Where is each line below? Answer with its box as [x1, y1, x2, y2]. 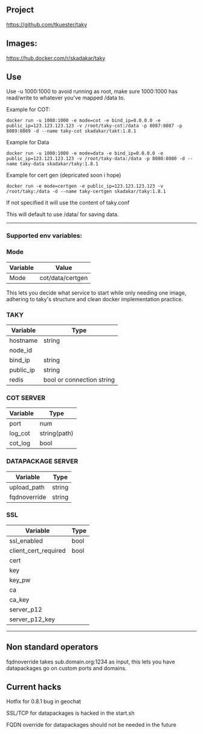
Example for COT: [6, 106, 50, 113]
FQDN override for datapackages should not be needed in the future [6, 721, 176, 729]
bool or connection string [43, 375, 115, 384]
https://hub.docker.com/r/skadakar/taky [6, 54, 106, 62]
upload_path [9, 483, 45, 491]
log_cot [9, 429, 30, 438]
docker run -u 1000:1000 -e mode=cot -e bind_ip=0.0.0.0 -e [6, 118, 161, 124]
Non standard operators [6, 642, 98, 653]
